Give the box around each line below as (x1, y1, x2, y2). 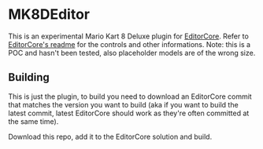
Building (8, 71, 50, 84)
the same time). (8, 116, 59, 126)
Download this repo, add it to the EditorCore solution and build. (8, 132, 213, 141)
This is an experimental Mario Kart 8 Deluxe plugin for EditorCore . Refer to (8, 31, 250, 41)
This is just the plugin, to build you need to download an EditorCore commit (8, 92, 252, 101)
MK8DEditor (8, 5, 91, 24)
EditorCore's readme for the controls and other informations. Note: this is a (8, 39, 250, 49)
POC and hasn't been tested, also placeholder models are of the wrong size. (8, 48, 256, 57)
